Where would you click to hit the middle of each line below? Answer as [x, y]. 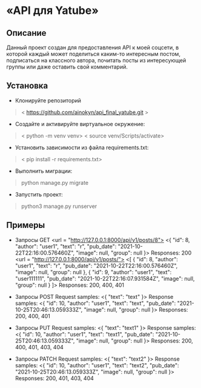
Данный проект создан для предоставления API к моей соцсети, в [93, 47]
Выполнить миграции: [44, 171]
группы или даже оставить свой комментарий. [67, 67]
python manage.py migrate [55, 182]
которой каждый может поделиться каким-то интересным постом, [93, 54]
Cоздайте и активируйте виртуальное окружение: [80, 124]
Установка [27, 86]
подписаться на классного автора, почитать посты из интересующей [96, 60]
